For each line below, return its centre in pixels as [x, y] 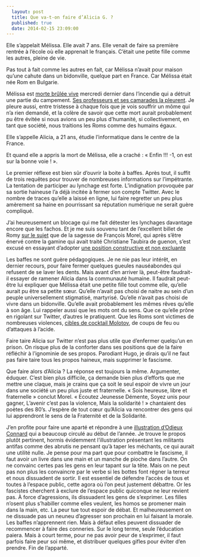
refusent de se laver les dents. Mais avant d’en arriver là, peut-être [88, 272]
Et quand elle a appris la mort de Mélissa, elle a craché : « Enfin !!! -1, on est [99, 155]
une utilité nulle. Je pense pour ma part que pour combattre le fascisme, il [97, 453]
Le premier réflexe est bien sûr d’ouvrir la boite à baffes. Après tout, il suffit [99, 173]
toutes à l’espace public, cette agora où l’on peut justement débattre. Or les [99, 485]
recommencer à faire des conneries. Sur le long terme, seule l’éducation [95, 529]
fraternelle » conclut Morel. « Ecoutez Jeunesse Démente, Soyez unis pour [98, 397]
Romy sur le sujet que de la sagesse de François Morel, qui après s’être [94, 235]
